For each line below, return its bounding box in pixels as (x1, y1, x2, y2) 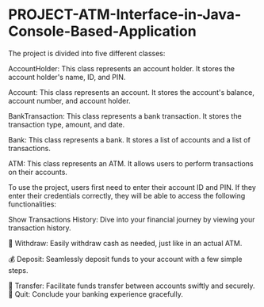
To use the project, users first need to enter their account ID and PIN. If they (8, 182, 256, 191)
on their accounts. (8, 167, 67, 176)
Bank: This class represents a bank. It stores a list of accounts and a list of (8, 135, 251, 144)
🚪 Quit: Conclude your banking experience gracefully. (8, 289, 184, 298)
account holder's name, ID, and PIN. (8, 72, 126, 81)
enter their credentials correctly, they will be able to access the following (8, 191, 246, 200)
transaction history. (8, 223, 71, 233)
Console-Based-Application (8, 22, 197, 40)
